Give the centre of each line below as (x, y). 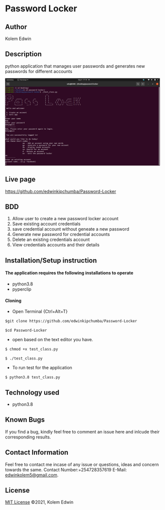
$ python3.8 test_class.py (33, 377)
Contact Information (37, 452)
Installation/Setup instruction (51, 260)
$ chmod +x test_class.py (31, 349)
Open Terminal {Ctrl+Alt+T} (40, 312)
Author (16, 27)
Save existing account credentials (46, 224)
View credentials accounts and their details (56, 245)
